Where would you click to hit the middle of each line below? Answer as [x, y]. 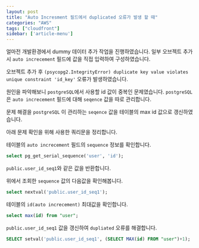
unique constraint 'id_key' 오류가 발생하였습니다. [67, 79]
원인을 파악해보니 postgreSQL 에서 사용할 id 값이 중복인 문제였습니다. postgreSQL [99, 92]
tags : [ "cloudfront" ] [33, 28]
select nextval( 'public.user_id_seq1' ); [57, 192]
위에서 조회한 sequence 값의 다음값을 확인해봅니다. [65, 181]
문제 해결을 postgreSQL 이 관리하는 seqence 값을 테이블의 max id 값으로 [89, 112]
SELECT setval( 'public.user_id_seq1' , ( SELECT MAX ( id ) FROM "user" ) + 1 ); [98, 239]
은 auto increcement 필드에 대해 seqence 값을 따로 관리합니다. [79, 100]
